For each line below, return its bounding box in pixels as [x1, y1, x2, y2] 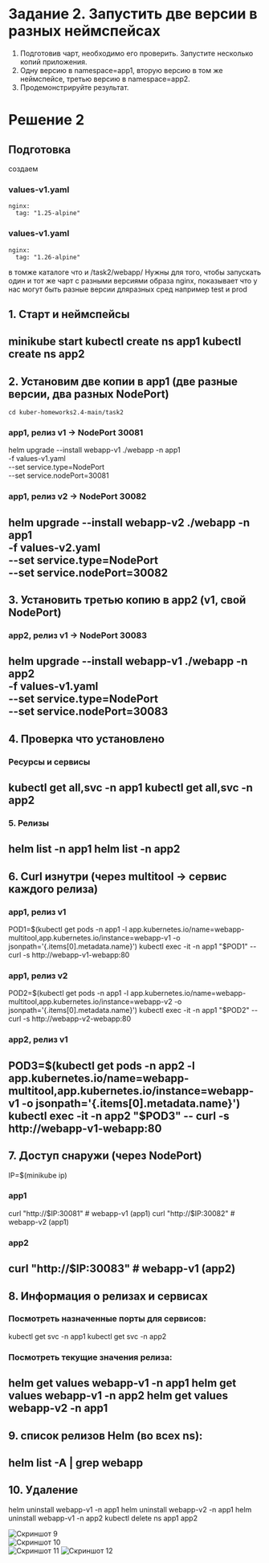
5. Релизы [8, 818, 50, 829]
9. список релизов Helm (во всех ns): [8, 1429, 203, 1443]
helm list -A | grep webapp [8, 1455, 143, 1470]
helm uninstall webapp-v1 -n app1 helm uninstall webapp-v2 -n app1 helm [8, 1504, 252, 1514]
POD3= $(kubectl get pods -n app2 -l [8, 1059, 195, 1072]
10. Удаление [8, 1483, 79, 1497]
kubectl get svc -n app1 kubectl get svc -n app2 [8, 1331, 167, 1341]
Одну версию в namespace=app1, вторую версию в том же [19, 65, 223, 75]
